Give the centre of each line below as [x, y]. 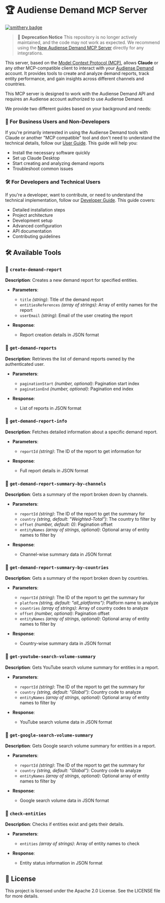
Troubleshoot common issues [43, 169]
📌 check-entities [26, 813]
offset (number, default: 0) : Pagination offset [66, 524]
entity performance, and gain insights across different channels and [75, 78]
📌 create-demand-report [34, 269]
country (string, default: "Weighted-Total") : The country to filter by [88, 519]
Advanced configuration [37, 225]
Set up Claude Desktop [36, 158]
